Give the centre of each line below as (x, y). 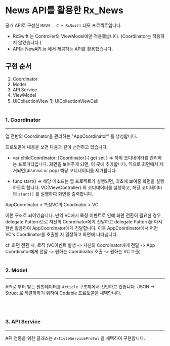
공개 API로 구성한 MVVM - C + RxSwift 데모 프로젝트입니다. (64, 25)
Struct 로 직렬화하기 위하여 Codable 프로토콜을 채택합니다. (63, 293)
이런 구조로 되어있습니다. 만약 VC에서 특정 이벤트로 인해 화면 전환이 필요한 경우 (83, 215)
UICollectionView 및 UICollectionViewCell (55, 101)
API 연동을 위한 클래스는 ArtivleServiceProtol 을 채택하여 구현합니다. (75, 338)
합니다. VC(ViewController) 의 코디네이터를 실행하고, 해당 (83, 187)
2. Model (16, 270)
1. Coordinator (23, 120)
